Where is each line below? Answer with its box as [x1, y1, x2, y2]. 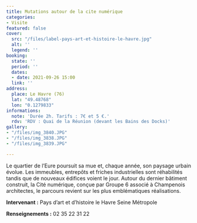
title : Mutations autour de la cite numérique [6, 8, 123, 15]
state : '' [11, 58, 35, 64]
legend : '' [11, 47, 38, 53]
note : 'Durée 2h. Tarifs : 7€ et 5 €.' [11, 113, 110, 119]
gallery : [6, 124, 28, 130]
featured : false [6, 25, 46, 31]
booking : [6, 53, 28, 59]
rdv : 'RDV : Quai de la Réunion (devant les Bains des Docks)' [11, 119, 170, 125]
